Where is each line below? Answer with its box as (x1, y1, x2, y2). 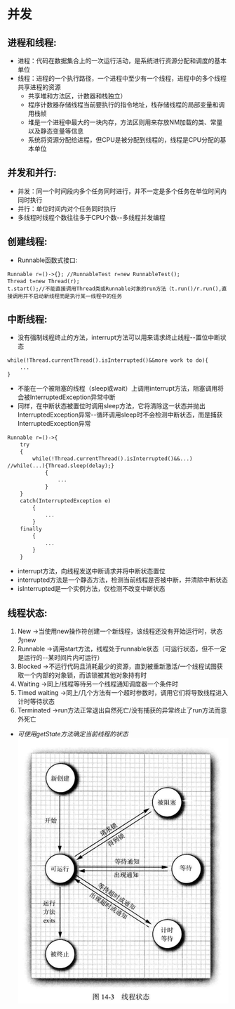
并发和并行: (7, 167, 58, 179)
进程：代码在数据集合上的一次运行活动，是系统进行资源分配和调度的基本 (17, 57, 227, 65)
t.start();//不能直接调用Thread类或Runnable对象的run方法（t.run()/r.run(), (7, 285, 222, 292)
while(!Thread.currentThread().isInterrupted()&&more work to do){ (7, 357, 209, 364)
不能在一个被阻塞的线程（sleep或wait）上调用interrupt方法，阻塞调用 (17, 384, 218, 393)
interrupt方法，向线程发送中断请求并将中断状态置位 (17, 567, 166, 575)
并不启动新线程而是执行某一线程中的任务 (22, 292, 123, 299)
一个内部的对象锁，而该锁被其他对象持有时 (23, 671, 147, 679)
